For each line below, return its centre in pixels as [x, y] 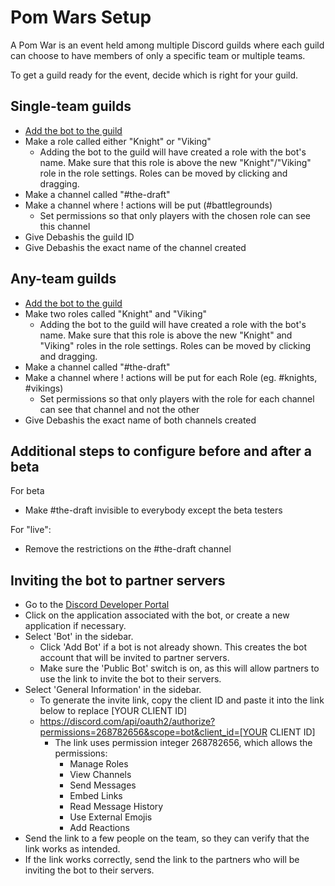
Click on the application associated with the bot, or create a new [157, 615]
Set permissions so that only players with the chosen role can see [175, 215]
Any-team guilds [63, 279]
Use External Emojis [111, 817]
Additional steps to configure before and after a [161, 451]
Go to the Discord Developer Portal [97, 605]
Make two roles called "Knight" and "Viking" [116, 313]
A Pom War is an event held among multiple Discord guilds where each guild [167, 45]
